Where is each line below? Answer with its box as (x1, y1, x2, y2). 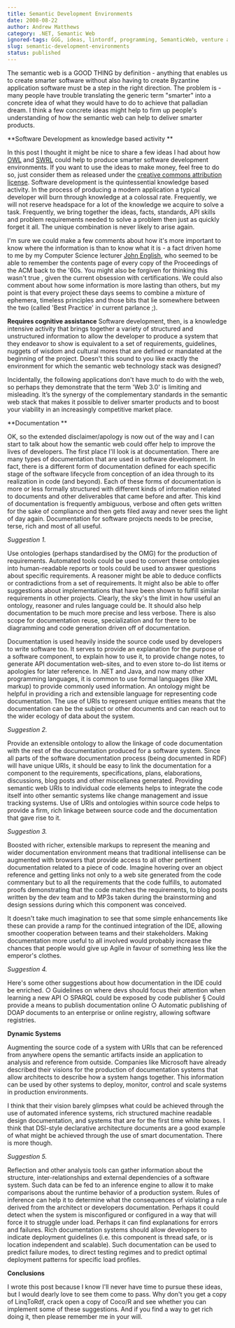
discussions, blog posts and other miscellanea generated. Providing (7, 776, 203, 785)
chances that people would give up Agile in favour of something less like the (7, 943, 227, 952)
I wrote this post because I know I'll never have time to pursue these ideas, (7, 1282, 222, 1291)
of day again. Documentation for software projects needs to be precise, (7, 514, 213, 523)
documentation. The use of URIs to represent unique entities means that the (7, 696, 226, 705)
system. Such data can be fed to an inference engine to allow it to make (7, 1181, 214, 1189)
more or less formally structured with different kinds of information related (7, 484, 221, 493)
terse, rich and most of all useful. (7, 522, 103, 530)
